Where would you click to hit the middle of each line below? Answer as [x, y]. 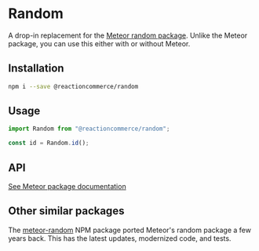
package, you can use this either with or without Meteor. [99, 43]
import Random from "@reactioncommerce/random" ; [89, 129]
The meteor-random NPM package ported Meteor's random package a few [129, 230]
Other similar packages [66, 211]
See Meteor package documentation [67, 186]
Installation [36, 69]
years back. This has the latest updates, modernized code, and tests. [120, 238]
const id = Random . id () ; [49, 143]
